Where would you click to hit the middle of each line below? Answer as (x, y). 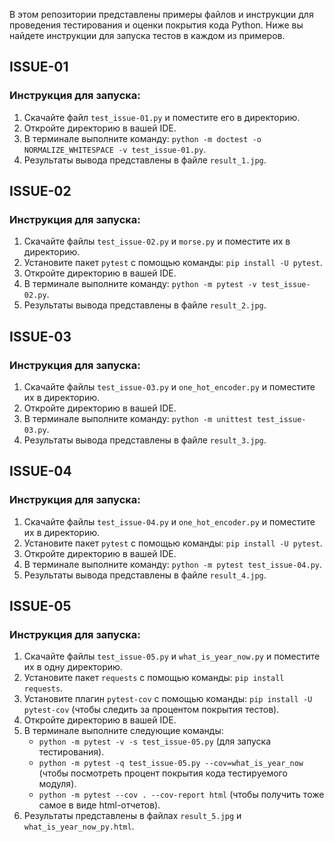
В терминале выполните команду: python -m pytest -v (140, 284)
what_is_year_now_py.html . (79, 826)
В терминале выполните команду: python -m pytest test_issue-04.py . (173, 564)
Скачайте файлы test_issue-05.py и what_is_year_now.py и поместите (172, 656)
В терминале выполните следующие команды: (123, 731)
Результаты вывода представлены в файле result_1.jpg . (145, 160)
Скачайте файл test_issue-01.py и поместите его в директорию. (162, 117)
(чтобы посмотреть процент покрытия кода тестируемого (163, 773)
